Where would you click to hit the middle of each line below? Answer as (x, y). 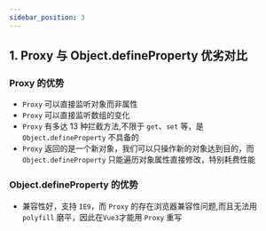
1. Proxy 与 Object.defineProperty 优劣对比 (129, 56)
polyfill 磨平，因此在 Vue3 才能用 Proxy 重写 (102, 217)
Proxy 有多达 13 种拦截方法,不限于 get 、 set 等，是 (113, 126)
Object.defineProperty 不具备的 (81, 138)
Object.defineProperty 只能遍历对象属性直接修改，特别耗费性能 (139, 160)
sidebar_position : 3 (47, 17)
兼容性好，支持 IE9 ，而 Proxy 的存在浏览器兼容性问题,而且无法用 (139, 206)
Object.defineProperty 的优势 (74, 185)
